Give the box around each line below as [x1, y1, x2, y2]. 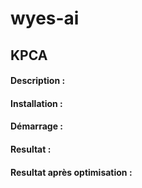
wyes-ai [10, 7, 80, 30]
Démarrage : [10, 120, 63, 132]
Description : [10, 75, 66, 87]
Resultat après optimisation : [10, 166, 133, 178]
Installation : [10, 97, 63, 109]
